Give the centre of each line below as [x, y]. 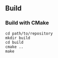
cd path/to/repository [29, 33]
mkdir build [18, 38]
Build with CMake [27, 23]
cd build [14, 42]
